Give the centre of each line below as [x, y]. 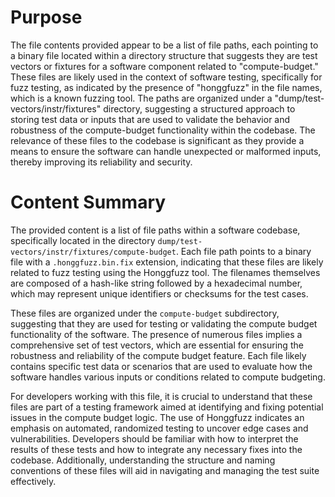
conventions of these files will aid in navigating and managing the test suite [165, 470]
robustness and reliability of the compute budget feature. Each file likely [158, 355]
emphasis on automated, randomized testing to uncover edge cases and [159, 428]
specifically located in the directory [83, 240]
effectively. [33, 481]
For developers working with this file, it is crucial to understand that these [161, 396]
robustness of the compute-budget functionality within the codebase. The [163, 130]
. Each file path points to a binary [243, 251]
